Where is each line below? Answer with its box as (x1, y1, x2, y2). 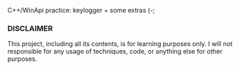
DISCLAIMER (7, 23, 54, 33)
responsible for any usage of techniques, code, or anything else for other (7, 47, 223, 56)
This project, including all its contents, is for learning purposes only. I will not (7, 40, 233, 48)
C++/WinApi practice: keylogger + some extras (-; (7, 6, 156, 14)
